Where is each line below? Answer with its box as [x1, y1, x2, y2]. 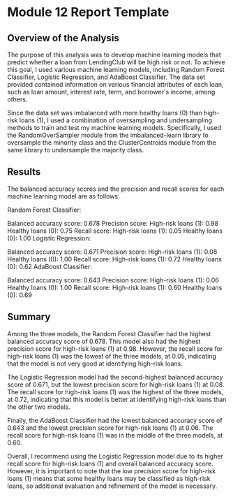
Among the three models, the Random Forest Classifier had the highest [7, 329, 211, 338]
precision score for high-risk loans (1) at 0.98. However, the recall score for [7, 344, 223, 353]
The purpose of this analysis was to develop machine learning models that [7, 50, 221, 59]
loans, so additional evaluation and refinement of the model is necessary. [7, 482, 218, 490]
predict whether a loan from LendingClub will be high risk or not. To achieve [7, 58, 225, 66]
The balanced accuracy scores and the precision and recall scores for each [7, 185, 225, 193]
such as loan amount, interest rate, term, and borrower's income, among [7, 88, 216, 96]
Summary [7, 311, 51, 323]
